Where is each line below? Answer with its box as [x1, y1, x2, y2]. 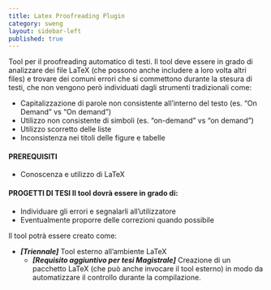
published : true [8, 34, 63, 43]
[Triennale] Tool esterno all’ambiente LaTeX [19, 246, 167, 256]
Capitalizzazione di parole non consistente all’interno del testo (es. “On [19, 98, 257, 108]
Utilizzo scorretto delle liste [19, 124, 112, 134]
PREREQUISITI [8, 151, 58, 161]
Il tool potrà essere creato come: [8, 231, 118, 240]
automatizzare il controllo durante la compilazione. [32, 272, 201, 282]
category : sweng [8, 19, 63, 28]
